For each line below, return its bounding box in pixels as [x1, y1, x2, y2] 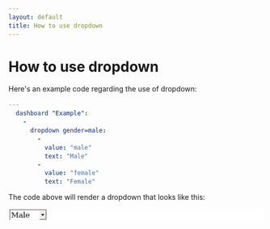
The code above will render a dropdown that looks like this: [8, 193, 205, 202]
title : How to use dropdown [8, 21, 103, 30]
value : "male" [44, 143, 92, 151]
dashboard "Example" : [15, 109, 89, 117]
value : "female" [44, 169, 99, 177]
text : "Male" [44, 152, 89, 160]
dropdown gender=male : [29, 126, 107, 135]
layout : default [8, 13, 63, 21]
